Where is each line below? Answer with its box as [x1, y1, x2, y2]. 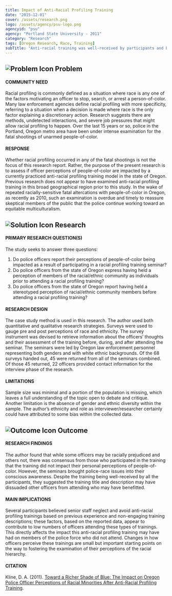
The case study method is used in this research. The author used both [5, 317, 154, 324]
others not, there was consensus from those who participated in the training [5, 457, 166, 463]
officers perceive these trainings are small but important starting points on [5, 540, 162, 546]
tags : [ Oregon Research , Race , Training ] [5, 41, 95, 46]
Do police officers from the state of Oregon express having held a [12, 267, 152, 273]
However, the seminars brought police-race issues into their [18, 468, 145, 474]
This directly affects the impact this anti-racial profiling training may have [5, 529, 160, 536]
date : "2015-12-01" [5, 12, 47, 17]
